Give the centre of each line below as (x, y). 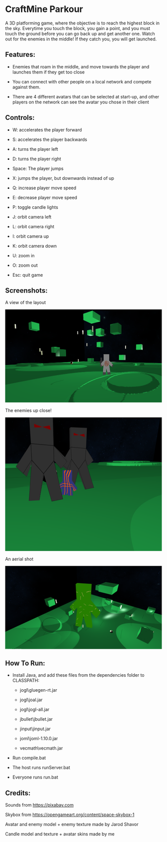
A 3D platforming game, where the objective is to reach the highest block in (83, 23)
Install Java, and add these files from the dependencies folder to (79, 675)
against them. (26, 87)
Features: (20, 55)
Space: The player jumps (38, 168)
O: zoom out (25, 265)
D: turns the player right (37, 159)
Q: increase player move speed (44, 188)
